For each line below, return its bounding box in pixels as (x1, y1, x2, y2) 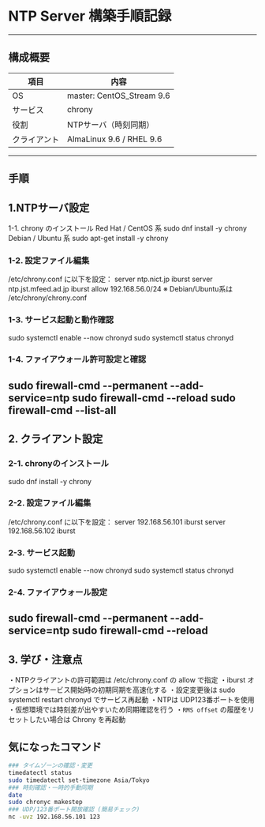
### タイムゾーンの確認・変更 (8, 761, 93, 770)
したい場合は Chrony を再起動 (28, 715, 126, 724)
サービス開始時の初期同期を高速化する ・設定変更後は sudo (42, 685, 236, 695)
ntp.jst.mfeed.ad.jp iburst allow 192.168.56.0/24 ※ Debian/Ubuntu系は (8, 284, 233, 294)
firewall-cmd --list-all (8, 404, 117, 417)
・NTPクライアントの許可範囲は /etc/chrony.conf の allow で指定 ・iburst (8, 675, 246, 685)
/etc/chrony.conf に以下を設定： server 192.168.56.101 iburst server (8, 517, 226, 526)
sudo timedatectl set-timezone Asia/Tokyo (8, 776, 150, 784)
